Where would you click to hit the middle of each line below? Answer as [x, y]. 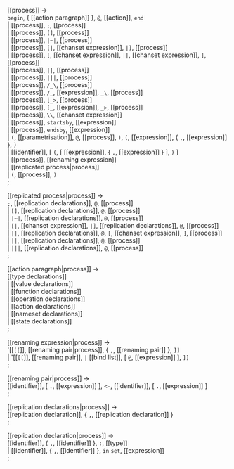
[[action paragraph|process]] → [53, 269]
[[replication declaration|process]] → [61, 436]
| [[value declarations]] [40, 284]
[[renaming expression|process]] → [59, 342]
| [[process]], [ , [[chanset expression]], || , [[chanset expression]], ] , [107, 55]
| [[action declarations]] [41, 306]
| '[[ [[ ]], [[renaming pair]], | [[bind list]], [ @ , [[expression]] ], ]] [98, 357]
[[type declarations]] [37, 276]
